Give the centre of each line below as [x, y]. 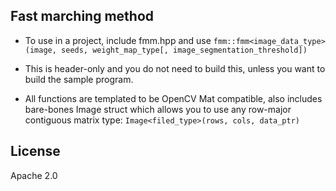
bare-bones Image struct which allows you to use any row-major [158, 109]
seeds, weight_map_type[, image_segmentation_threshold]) [184, 50]
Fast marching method [82, 16]
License [35, 151]
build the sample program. [79, 79]
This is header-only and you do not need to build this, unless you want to [175, 68]
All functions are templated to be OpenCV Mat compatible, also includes [173, 98]
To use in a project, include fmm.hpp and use [118, 40]
